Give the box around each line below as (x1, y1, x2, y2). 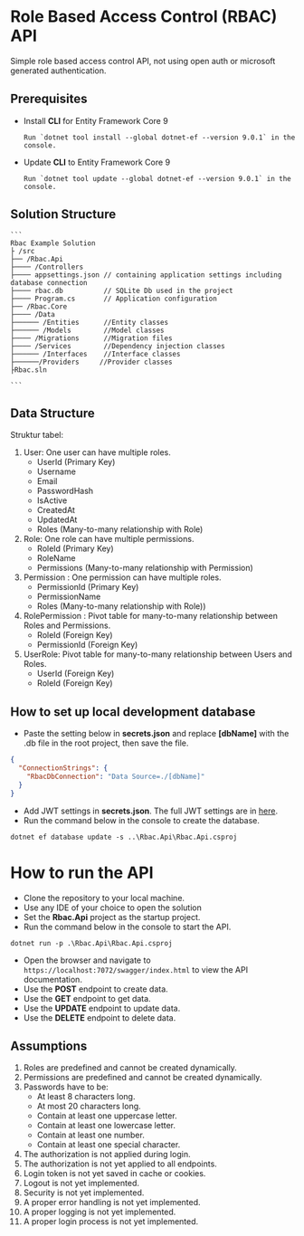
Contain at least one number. (36, 1129, 146, 1141)
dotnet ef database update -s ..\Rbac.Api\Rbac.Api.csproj (10, 832, 238, 841)
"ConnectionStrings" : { (18, 764, 108, 773)
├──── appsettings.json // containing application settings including (10, 270, 282, 280)
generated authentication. (10, 65, 107, 76)
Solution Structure (10, 206, 117, 223)
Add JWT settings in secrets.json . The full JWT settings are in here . (23, 805, 279, 816)
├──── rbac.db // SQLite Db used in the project (10, 286, 233, 295)
